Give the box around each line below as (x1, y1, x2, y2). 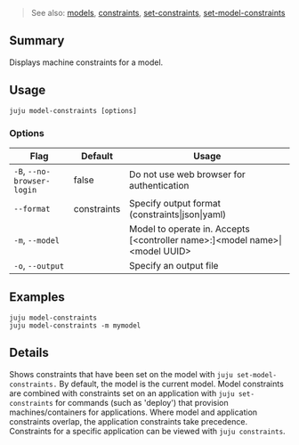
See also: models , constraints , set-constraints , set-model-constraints (30, 8, 286, 18)
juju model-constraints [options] (9, 106, 138, 115)
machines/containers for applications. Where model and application (9, 407, 258, 417)
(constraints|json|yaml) (128, 208, 227, 221)
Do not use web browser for (128, 168, 246, 181)
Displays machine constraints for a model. (9, 57, 164, 68)
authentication (128, 179, 190, 191)
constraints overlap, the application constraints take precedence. (9, 416, 247, 426)
